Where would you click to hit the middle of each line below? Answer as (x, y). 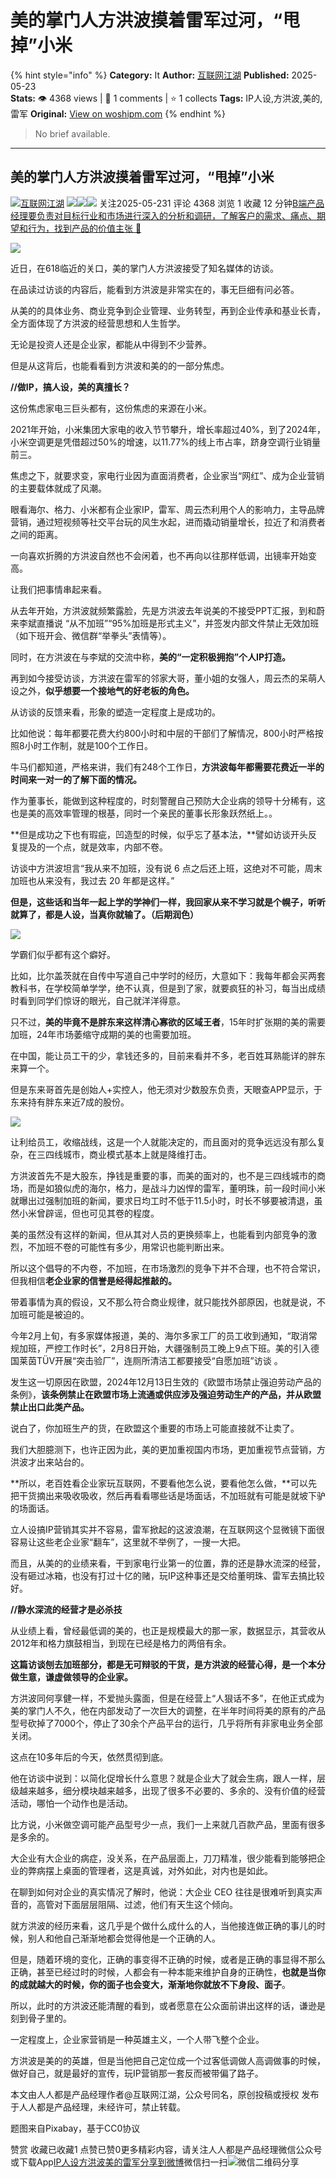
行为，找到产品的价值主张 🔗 (84, 228)
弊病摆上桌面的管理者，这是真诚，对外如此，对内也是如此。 (150, 1870)
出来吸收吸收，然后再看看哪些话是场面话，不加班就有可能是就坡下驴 (185, 1495)
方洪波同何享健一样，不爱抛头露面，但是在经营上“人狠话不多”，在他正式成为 (167, 1698)
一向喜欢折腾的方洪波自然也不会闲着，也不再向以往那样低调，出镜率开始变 (163, 555)
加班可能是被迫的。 (50, 1314)
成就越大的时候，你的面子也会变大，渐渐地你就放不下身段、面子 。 (154, 1984)
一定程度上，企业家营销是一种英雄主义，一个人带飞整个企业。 (137, 2039)
